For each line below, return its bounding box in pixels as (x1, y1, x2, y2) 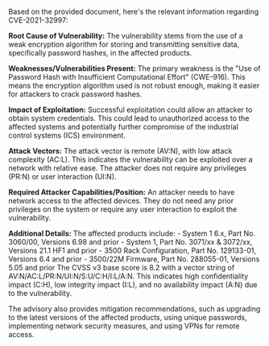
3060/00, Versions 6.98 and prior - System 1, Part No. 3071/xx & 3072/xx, (8, 237, 253, 246)
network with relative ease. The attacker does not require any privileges (8, 163, 247, 172)
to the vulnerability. (8, 289, 72, 298)
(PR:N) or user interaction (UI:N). (8, 172, 117, 181)
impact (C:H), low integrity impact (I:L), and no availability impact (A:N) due (8, 280, 258, 289)
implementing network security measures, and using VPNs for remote (8, 321, 240, 331)
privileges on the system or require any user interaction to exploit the (8, 204, 238, 214)
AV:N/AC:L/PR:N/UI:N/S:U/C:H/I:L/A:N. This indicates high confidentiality (8, 271, 249, 281)
